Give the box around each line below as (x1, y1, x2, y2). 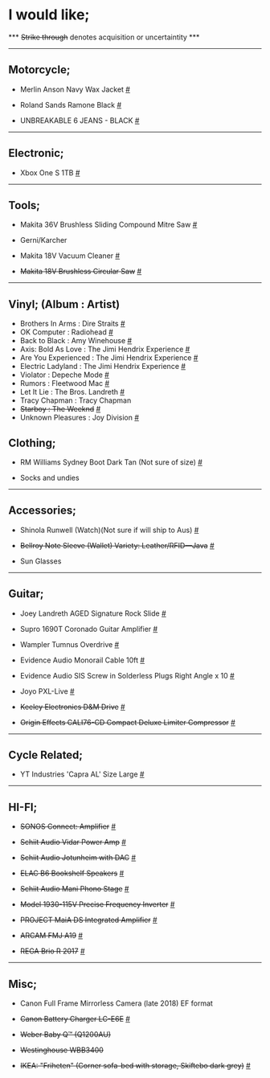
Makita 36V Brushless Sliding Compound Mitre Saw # (19, 219, 198, 230)
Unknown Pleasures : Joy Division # (19, 412, 139, 423)
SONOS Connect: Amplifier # (19, 822, 117, 831)
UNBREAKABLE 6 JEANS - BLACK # (19, 115, 140, 125)
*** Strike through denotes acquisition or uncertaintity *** (8, 32, 200, 42)
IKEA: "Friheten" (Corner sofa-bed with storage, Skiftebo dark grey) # (19, 1061, 251, 1071)
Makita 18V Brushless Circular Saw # (19, 267, 142, 277)
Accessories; (8, 504, 76, 518)
